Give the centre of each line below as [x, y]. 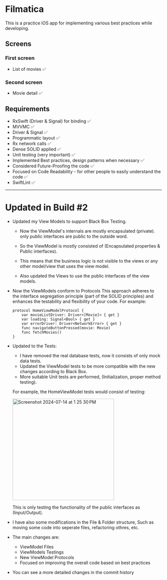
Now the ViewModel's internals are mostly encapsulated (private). [87, 231]
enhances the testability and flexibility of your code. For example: [79, 301]
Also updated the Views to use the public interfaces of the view [85, 276]
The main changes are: [36, 537]
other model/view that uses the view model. [65, 266]
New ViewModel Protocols [47, 557]
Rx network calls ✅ [32, 144]
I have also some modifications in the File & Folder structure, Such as [83, 522]
